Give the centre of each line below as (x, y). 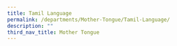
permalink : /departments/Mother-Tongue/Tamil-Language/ (88, 20)
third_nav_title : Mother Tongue (53, 32)
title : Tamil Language (39, 13)
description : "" (30, 26)
